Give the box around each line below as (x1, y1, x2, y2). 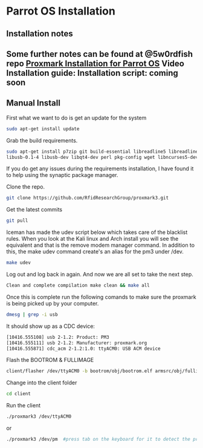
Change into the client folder (6, 379, 77, 386)
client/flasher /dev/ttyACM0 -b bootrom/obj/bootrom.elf (6, 368, 153, 374)
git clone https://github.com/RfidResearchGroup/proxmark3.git (6, 195, 169, 201)
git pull (6, 218, 28, 224)
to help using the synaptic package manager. (6, 172, 119, 179)
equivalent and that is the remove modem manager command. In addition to (6, 241, 195, 249)
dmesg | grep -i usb (6, 311, 59, 318)
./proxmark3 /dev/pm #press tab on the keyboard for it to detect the (6, 436, 190, 443)
